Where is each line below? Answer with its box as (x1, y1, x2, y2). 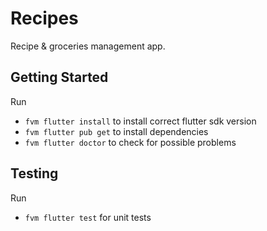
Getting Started (10, 69, 109, 86)
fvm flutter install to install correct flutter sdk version (24, 115, 257, 127)
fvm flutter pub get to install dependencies (24, 125, 209, 137)
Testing (10, 165, 59, 182)
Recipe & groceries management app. (10, 40, 166, 52)
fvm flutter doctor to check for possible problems (24, 136, 237, 148)
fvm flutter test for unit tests (24, 211, 152, 223)
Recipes (10, 7, 79, 30)
